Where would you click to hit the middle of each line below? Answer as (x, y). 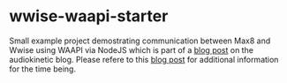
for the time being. (43, 69)
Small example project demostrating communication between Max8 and (140, 41)
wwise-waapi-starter (89, 16)
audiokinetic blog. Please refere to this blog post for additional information (144, 59)
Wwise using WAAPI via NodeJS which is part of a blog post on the (132, 49)
